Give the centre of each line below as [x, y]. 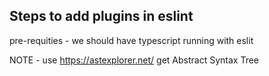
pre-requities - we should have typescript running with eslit [131, 40]
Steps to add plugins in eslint [101, 16]
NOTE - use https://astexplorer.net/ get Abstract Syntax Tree [134, 60]
